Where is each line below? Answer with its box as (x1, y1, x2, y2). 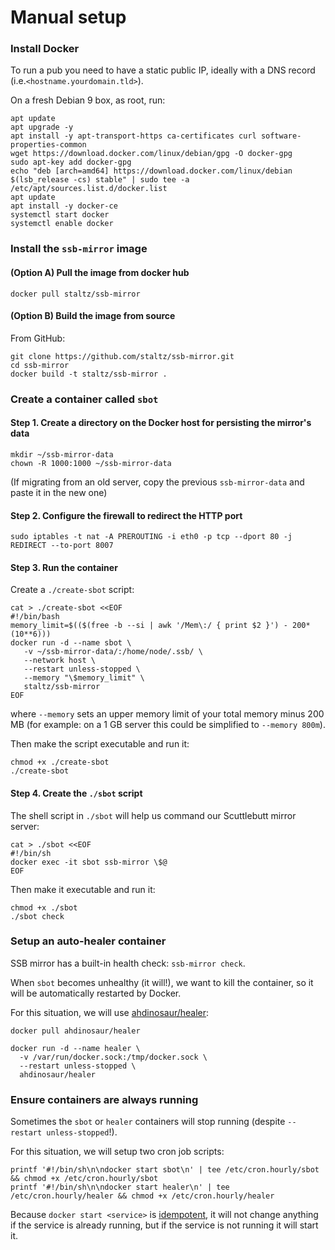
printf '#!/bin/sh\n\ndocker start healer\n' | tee (10, 1182, 230, 1193)
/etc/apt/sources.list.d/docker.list (10, 184, 168, 194)
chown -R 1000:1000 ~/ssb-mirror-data (10, 458, 172, 468)
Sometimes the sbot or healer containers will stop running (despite (10, 1116, 286, 1128)
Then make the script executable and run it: (10, 738, 190, 750)
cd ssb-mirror (10, 360, 70, 370)
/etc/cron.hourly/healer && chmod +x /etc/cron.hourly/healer (10, 1191, 275, 1201)
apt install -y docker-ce (10, 201, 118, 211)
